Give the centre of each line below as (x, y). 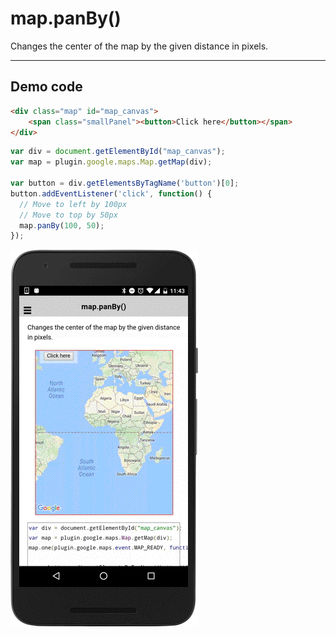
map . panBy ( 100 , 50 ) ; (62, 225)
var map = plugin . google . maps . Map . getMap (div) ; (111, 162)
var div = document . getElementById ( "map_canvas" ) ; (118, 152)
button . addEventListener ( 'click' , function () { (111, 193)
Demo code (46, 87)
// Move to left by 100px (73, 204)
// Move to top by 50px (68, 215)
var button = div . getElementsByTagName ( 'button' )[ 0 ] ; (125, 183)
